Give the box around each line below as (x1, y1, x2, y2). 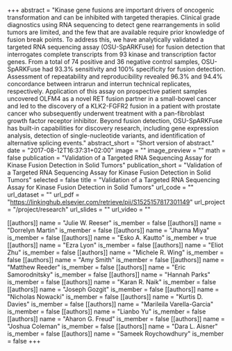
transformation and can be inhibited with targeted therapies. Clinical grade (7, 13, 220, 22)
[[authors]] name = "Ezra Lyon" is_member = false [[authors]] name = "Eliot (7, 241, 224, 249)
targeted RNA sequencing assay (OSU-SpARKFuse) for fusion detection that (7, 43, 226, 51)
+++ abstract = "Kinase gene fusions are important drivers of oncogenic (7, 6, 215, 14)
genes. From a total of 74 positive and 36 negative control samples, (7, 58, 200, 65)
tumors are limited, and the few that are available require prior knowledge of (7, 28, 225, 36)
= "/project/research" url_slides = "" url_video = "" (7, 205, 151, 213)
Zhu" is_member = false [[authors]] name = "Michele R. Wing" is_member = (7, 248, 224, 256)
